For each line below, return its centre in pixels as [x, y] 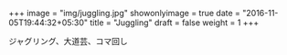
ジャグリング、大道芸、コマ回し [69, 41]
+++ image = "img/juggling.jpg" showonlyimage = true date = [125, 13]
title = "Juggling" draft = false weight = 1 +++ [175, 23]
